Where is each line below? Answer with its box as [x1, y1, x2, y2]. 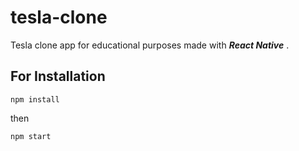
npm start [10, 131, 52, 141]
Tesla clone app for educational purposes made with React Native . [10, 39, 290, 51]
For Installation [10, 68, 106, 85]
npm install [10, 94, 60, 105]
